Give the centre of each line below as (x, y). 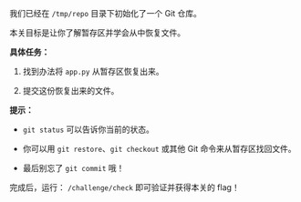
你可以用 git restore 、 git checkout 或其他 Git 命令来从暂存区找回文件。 (159, 149)
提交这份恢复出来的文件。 (71, 91)
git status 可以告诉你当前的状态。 (88, 129)
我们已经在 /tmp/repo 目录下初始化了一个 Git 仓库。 (106, 13)
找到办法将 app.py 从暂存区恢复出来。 (93, 71)
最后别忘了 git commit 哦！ (73, 168)
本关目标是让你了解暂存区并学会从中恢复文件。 (97, 33)
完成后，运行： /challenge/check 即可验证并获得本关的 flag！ (125, 187)
